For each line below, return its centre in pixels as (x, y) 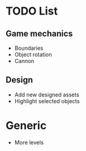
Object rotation (33, 55)
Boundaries (29, 48)
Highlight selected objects (47, 101)
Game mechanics (39, 34)
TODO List (32, 11)
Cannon (24, 61)
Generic (26, 126)
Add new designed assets (47, 95)
